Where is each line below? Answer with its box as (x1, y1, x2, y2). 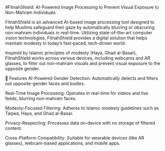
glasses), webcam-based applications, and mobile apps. (5, 140, 120, 146)
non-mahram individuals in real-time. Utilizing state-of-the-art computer (5, 30, 153, 35)
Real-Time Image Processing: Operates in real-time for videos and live (5, 90, 149, 96)
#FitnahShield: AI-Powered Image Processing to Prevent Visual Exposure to (5, 4, 160, 10)
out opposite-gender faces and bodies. (5, 80, 85, 86)
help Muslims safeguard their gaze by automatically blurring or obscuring (5, 24, 155, 30)
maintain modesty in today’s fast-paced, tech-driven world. (5, 40, 126, 46)
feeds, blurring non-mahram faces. (5, 95, 77, 101)
